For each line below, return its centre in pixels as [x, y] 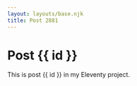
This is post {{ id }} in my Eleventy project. [69, 75]
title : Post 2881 [33, 20]
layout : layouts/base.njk [45, 14]
